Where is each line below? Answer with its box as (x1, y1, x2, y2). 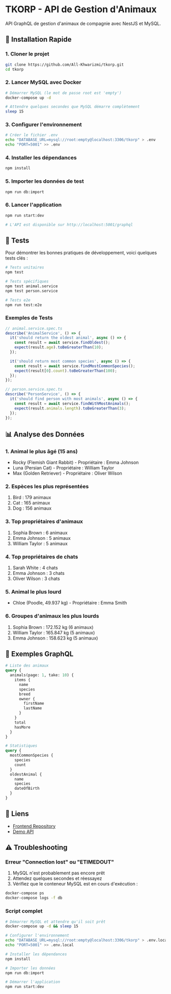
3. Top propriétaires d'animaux (5, 518, 83, 525)
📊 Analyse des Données (5, 430, 85, 438)
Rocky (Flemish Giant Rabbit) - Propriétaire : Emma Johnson (12, 459, 139, 465)
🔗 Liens (5, 810, 29, 818)
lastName (23, 706, 42, 711)
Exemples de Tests (5, 314, 53, 321)
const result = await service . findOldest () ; (14, 340, 110, 345)
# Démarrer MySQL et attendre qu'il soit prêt (5, 919, 106, 924)
